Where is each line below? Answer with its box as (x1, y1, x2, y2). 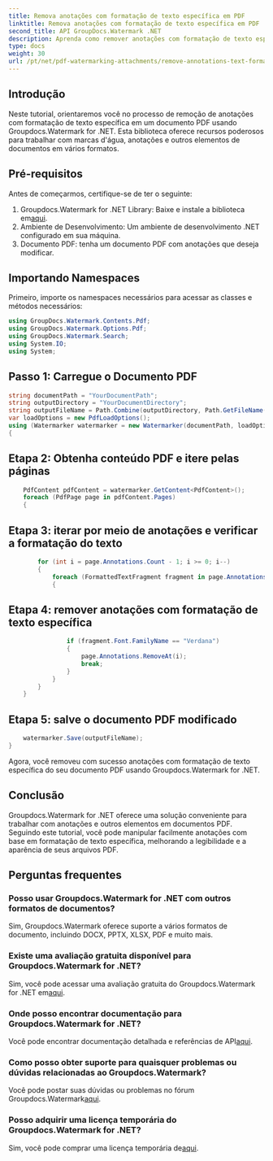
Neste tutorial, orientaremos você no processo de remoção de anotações (8, 109, 254, 119)
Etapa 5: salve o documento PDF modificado (8, 712, 237, 726)
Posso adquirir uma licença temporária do (8, 1115, 177, 1126)
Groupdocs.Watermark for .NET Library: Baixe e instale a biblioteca (19, 204, 245, 214)
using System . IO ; (8, 339, 67, 348)
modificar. (19, 247, 54, 257)
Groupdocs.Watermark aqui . (8, 1094, 102, 1104)
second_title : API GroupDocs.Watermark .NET (8, 27, 162, 35)
